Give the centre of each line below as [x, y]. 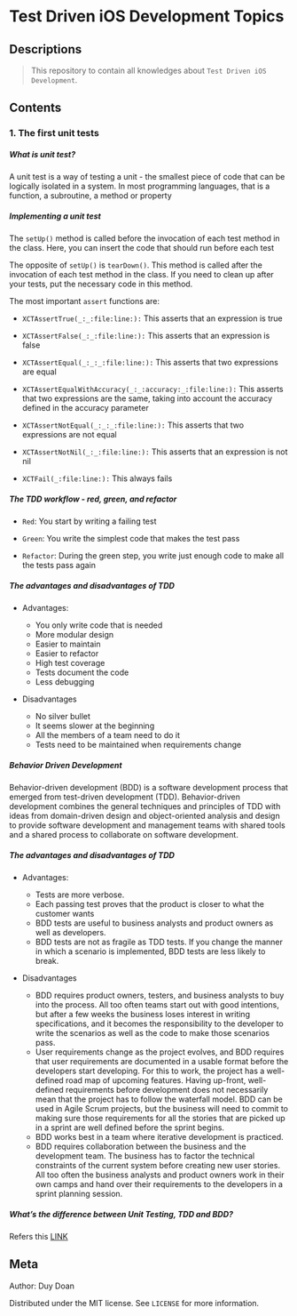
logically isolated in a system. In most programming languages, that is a [140, 186]
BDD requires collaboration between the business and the [141, 1147]
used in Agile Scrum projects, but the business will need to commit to [161, 1109]
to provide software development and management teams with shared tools [147, 825]
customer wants [65, 914]
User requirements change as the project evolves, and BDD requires [160, 1052]
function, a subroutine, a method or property [91, 196]
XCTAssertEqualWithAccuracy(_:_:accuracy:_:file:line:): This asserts [152, 389]
